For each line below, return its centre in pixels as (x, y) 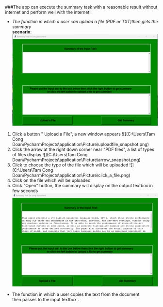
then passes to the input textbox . (45, 300)
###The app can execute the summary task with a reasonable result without (81, 7)
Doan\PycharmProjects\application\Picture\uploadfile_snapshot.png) (80, 144)
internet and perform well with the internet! (48, 12)
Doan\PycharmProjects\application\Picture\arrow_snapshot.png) (76, 160)
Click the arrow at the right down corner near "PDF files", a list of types (83, 149)
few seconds (25, 191)
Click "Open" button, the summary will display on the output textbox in (82, 185)
